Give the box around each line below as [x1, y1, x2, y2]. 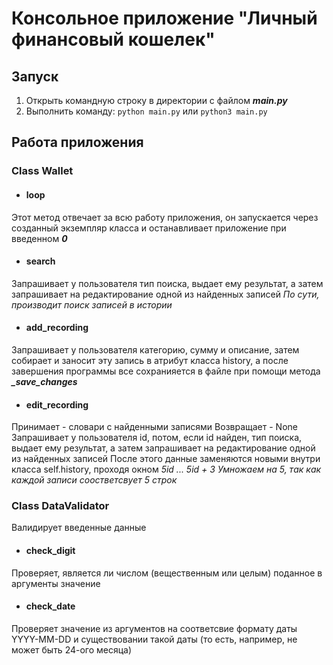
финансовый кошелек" [11, 28, 216, 51]
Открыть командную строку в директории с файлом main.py [25, 95, 288, 106]
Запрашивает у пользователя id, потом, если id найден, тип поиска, [11, 432, 303, 444]
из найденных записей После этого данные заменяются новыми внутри [11, 453, 321, 465]
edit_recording [25, 398, 89, 411]
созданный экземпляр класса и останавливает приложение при [11, 222, 287, 234]
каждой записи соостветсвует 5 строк [11, 474, 178, 486]
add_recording [25, 322, 89, 334]
